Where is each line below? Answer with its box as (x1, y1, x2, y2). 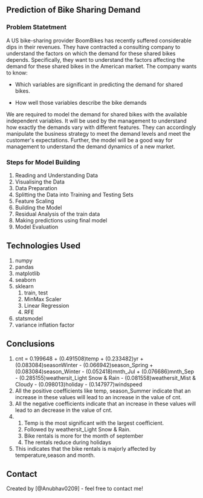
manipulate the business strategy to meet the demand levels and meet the (6, 130, 191, 137)
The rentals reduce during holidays (24, 439, 112, 446)
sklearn (14, 282, 34, 290)
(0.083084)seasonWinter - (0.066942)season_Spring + (14, 361, 153, 368)
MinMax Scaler (24, 295, 62, 302)
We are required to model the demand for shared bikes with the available (6, 110, 187, 118)
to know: (6, 69, 28, 76)
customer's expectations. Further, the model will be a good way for (6, 136, 173, 144)
